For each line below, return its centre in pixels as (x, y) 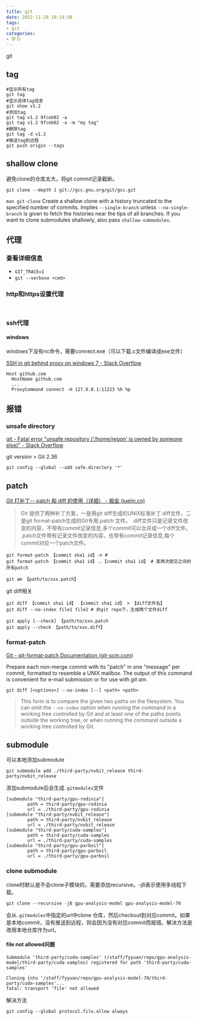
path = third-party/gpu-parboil (67, 851)
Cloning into (22, 978)
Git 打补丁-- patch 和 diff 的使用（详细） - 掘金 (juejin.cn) (76, 501)
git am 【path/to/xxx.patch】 (42, 580)
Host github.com (26, 374)
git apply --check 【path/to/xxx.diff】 (56, 628)
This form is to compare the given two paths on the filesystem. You (102, 701)
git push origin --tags (35, 146)
